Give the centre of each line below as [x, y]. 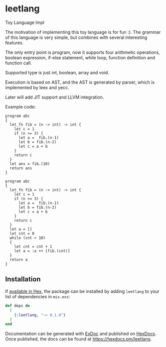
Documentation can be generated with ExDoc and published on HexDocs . [81, 334]
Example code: [20, 107]
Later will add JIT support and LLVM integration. [55, 97]
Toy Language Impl [25, 22]
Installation [23, 279]
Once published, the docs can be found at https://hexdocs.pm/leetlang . [79, 339]
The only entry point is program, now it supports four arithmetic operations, [83, 52]
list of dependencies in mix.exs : [38, 296]
